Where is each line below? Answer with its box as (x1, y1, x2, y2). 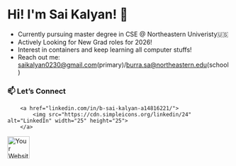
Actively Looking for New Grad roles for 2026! (17, 38, 152, 46)
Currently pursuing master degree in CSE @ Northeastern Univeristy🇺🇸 (17, 30, 229, 38)
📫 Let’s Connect (7, 86, 66, 96)
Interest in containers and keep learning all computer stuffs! (17, 45, 193, 54)
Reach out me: (17, 52, 60, 61)
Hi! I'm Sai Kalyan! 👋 (7, 6, 128, 23)
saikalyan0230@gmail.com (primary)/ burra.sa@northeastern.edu (17, 60, 208, 69)
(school (206, 60, 229, 69)
